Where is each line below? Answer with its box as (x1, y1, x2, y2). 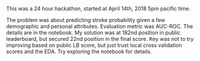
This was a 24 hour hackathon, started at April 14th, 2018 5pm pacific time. (6, 5, 191, 12)
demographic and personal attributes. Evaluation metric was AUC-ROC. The (6, 23, 193, 30)
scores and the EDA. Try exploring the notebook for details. (6, 48, 152, 55)
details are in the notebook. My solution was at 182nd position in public (6, 29, 181, 36)
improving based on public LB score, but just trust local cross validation (6, 41, 182, 49)
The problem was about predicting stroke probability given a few (6, 17, 165, 23)
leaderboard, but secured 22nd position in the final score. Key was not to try (6, 36, 194, 42)
